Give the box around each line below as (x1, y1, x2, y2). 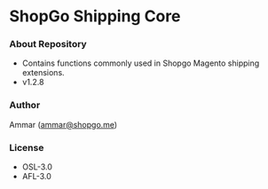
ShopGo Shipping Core (9, 6, 181, 27)
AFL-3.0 (21, 171, 51, 182)
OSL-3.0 (21, 161, 53, 172)
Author (9, 99, 41, 112)
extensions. (21, 67, 65, 78)
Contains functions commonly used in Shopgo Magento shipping (21, 58, 260, 68)
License (9, 141, 44, 154)
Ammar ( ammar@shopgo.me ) (9, 119, 118, 130)
